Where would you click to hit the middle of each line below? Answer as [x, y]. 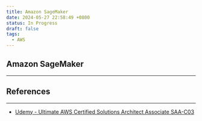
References [28, 92]
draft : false [23, 29]
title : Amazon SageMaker [37, 12]
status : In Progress [32, 23]
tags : [13, 34]
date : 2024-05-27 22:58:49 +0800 [48, 17]
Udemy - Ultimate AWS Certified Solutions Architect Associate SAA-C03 [104, 111]
